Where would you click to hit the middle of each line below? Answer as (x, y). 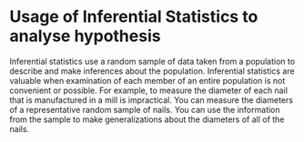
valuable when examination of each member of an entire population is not (147, 80)
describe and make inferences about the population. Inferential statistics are (152, 71)
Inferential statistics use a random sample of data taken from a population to (152, 61)
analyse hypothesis (85, 36)
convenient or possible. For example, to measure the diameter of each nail (149, 90)
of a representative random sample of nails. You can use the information (145, 109)
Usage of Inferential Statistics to (134, 17)
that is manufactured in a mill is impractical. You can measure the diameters (152, 100)
